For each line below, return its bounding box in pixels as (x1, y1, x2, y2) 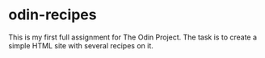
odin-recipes (8, 6, 97, 24)
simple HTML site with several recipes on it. (8, 40, 154, 50)
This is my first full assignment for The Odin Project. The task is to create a (8, 32, 257, 42)
